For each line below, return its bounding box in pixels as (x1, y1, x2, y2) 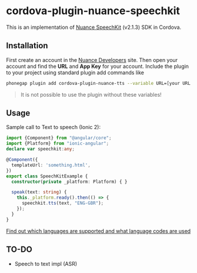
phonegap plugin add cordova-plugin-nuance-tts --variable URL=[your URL (6, 80, 191, 86)
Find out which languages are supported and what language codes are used (6, 227, 191, 234)
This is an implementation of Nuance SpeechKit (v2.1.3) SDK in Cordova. (6, 24, 182, 31)
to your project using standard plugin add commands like (6, 69, 144, 76)
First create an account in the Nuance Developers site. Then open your (6, 56, 178, 63)
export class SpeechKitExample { (6, 173, 88, 179)
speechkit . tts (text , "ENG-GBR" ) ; (21, 200, 104, 206)
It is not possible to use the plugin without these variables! (20, 91, 162, 98)
